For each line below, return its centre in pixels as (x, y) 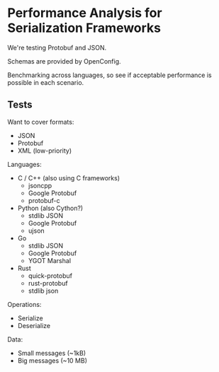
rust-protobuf (48, 283)
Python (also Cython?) (50, 208)
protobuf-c (44, 200)
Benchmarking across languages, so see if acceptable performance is (109, 75)
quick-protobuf (50, 275)
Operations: (24, 304)
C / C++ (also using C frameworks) (69, 178)
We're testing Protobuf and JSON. (57, 47)
